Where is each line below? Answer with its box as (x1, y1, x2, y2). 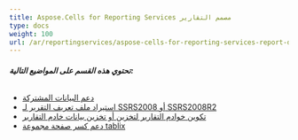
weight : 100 (9, 29, 53, 38)
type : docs (9, 21, 50, 30)
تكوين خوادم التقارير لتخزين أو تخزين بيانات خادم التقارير (21, 112, 207, 122)
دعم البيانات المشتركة (21, 92, 95, 103)
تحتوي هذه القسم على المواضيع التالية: (9, 65, 134, 75)
